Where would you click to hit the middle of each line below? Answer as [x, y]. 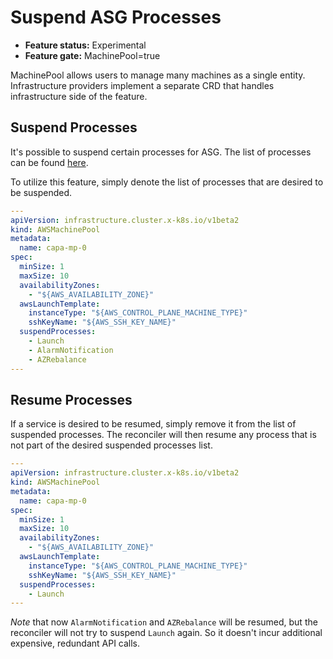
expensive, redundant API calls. [75, 643]
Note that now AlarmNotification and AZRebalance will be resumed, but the [164, 622]
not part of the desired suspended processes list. [111, 445]
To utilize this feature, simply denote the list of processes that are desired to [167, 182]
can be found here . [49, 162]
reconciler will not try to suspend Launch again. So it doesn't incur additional [166, 633]
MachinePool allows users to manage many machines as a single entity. [158, 75]
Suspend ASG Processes [116, 17]
